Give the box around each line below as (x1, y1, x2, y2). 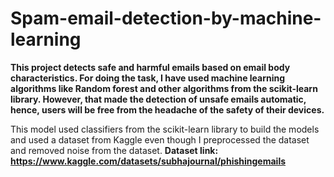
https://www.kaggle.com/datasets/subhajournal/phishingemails (10, 155, 287, 167)
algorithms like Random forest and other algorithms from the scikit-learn (10, 82, 318, 94)
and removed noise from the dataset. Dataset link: (10, 144, 219, 156)
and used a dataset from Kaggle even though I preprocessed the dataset (10, 133, 310, 146)
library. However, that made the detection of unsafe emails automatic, (10, 93, 307, 105)
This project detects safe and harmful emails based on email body (10, 61, 291, 73)
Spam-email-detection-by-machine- (10, 7, 322, 30)
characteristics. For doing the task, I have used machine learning (10, 72, 286, 84)
